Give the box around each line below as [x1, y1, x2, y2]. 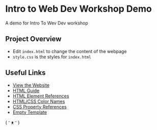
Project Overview [5, 35, 62, 43]
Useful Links [5, 68, 46, 77]
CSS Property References [12, 103, 67, 110]
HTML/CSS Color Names [12, 98, 65, 105]
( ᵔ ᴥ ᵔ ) [5, 119, 20, 125]
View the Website [12, 82, 50, 88]
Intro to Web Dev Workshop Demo [5, 3, 152, 15]
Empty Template [12, 109, 47, 115]
